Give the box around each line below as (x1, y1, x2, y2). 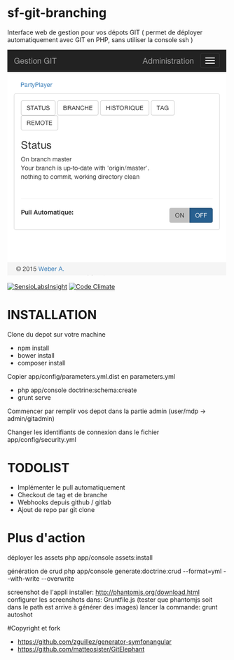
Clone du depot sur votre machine (7, 330, 106, 338)
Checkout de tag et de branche (17, 490, 108, 499)
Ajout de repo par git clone (17, 505, 95, 513)
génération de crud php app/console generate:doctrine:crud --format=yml (7, 567, 222, 575)
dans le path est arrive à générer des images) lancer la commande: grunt (7, 602, 218, 611)
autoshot (7, 610, 33, 619)
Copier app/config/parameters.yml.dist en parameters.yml (7, 372, 176, 380)
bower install (17, 351, 55, 359)
